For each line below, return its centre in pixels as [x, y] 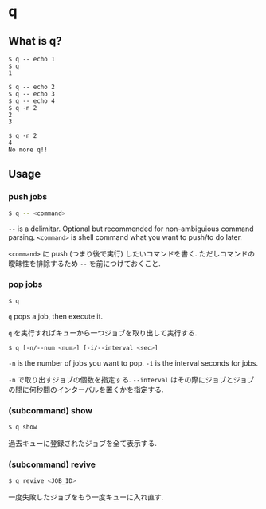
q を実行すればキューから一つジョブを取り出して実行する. [103, 332]
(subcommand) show [51, 410]
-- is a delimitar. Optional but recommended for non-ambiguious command [131, 229]
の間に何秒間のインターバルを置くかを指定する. [86, 390]
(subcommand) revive [52, 464]
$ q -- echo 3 [32, 94]
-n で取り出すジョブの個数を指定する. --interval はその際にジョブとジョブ [131, 379]
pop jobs [25, 284]
